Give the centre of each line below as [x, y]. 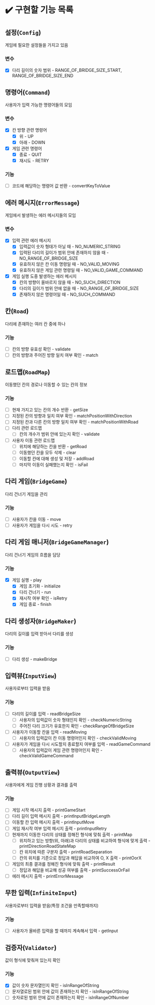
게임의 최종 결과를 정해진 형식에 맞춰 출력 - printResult [63, 864]
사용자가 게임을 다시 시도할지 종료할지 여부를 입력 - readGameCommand [81, 744]
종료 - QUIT [30, 154]
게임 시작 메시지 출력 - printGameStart [49, 810]
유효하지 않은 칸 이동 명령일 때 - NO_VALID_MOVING [69, 264]
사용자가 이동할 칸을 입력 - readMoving [49, 732]
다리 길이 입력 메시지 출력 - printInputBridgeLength [61, 816]
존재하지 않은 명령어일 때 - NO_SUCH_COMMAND [67, 294]
